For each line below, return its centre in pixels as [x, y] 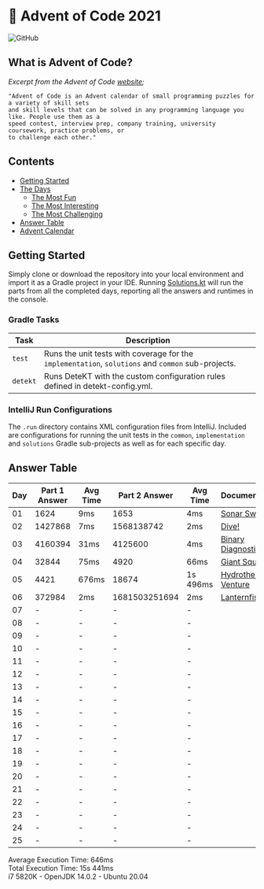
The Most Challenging [67, 214]
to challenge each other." [52, 137]
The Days [35, 189]
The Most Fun [54, 197]
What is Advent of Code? [71, 63]
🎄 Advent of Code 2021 [84, 16]
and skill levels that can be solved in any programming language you [126, 109]
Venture [235, 584]
